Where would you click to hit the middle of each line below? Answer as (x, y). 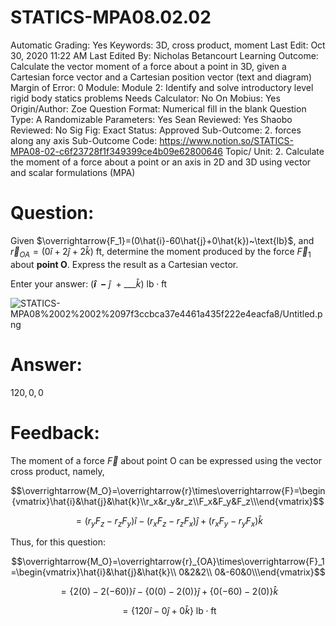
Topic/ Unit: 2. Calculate (274, 151)
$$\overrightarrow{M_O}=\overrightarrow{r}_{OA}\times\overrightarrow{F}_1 (168, 562)
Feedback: (55, 432)
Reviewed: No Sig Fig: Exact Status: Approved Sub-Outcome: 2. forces (156, 130)
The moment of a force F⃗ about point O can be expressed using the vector (166, 460)
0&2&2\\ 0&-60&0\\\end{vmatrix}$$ (252, 572)
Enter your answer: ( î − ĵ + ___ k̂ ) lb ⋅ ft (89, 283)
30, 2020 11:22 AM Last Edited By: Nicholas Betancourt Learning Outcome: (164, 55)
